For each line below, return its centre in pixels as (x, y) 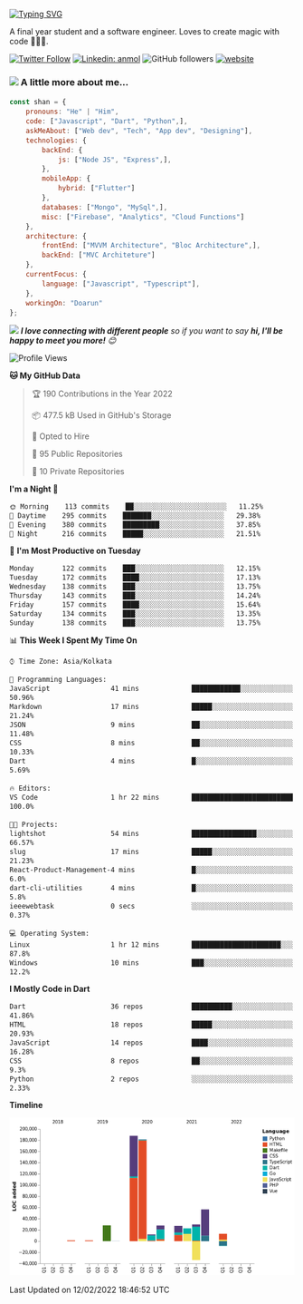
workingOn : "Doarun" (64, 303)
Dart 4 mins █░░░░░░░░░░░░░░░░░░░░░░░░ (151, 762)
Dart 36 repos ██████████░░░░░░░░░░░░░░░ (151, 1007)
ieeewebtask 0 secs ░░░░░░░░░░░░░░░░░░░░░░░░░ (151, 907)
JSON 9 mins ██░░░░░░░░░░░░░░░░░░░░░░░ (151, 725)
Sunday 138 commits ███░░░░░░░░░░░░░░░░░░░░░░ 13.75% (135, 623)
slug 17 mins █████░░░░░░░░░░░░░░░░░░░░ (151, 852)
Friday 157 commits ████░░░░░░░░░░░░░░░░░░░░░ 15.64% (135, 605)
